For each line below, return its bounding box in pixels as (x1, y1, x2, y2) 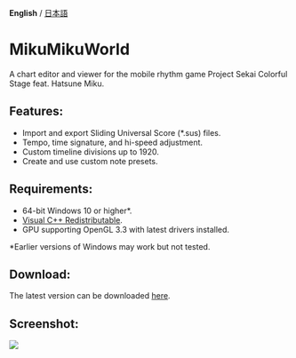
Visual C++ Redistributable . (21, 214, 123, 225)
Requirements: (9, 181, 93, 197)
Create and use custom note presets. (21, 155, 158, 166)
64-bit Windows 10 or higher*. (21, 205, 132, 216)
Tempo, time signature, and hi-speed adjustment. (21, 137, 203, 147)
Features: (9, 104, 64, 119)
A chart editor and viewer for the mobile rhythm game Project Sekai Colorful (9, 68, 288, 79)
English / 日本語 (9, 8, 68, 18)
